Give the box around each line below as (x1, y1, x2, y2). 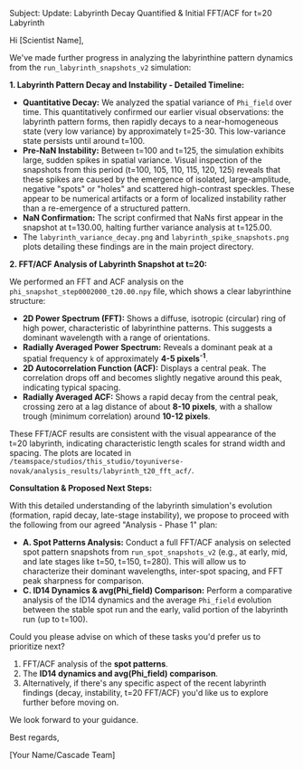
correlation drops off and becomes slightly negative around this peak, (22, 372, 283, 383)
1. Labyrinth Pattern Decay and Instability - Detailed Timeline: (9, 80, 245, 90)
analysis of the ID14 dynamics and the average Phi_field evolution (22, 594, 272, 605)
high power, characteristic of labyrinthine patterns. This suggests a (22, 323, 273, 333)
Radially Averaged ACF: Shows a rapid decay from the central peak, (22, 391, 279, 402)
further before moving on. (22, 697, 119, 707)
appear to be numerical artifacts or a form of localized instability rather (22, 194, 287, 204)
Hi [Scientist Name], (9, 35, 84, 45)
